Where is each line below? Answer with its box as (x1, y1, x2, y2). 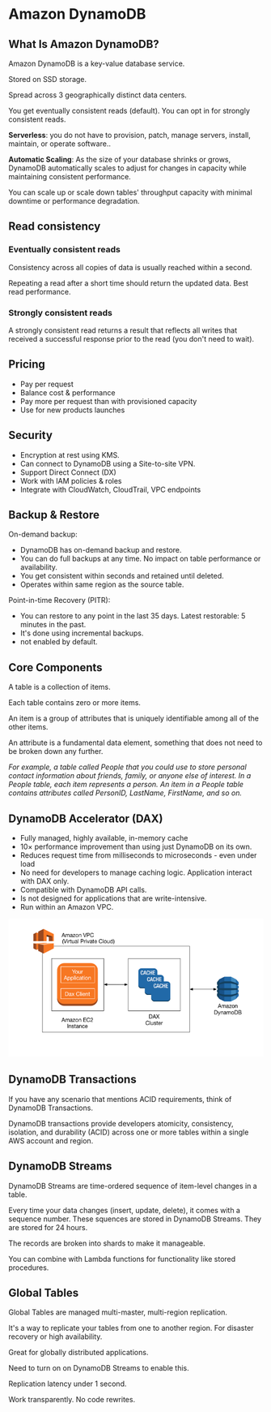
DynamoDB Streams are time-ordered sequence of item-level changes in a (8, 1181, 257, 1190)
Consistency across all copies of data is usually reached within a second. (8, 262, 252, 272)
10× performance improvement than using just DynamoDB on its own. (19, 842, 252, 852)
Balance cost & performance (19, 387, 116, 398)
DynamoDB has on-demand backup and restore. (19, 545, 182, 555)
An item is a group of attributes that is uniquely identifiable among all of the (8, 713, 259, 723)
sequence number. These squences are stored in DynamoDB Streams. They (8, 1214, 261, 1224)
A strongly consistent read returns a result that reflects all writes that (8, 325, 237, 335)
